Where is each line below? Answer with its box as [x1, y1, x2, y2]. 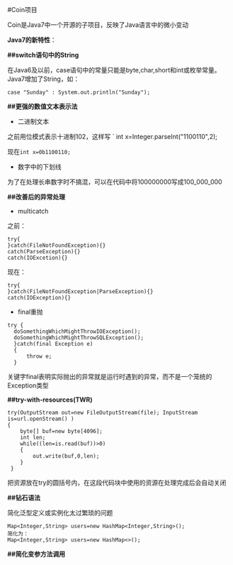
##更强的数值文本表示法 [7, 102, 78, 111]
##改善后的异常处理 [7, 193, 66, 201]
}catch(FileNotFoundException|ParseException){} [7, 288, 154, 295]
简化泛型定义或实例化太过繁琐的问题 [7, 509, 113, 517]
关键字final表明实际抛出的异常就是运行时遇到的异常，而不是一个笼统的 [7, 373, 212, 380]
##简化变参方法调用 [7, 550, 66, 558]
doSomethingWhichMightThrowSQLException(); [13, 334, 144, 341]
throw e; [25, 353, 52, 360]
